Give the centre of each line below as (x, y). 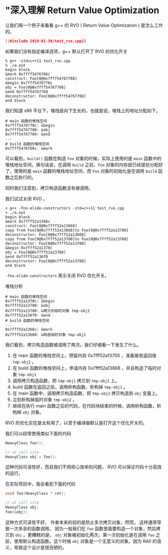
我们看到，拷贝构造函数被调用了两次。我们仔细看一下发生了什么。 (73, 344)
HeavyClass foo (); (24, 443)
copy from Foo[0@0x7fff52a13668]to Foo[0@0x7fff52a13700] (67, 230)
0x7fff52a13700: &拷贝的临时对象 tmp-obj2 (48, 311)
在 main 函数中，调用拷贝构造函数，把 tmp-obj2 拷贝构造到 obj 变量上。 (86, 393)
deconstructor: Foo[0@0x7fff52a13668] (46, 235)
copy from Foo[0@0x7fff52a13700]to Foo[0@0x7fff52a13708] (67, 239)
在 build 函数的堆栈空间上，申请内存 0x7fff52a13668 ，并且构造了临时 (85, 368)
